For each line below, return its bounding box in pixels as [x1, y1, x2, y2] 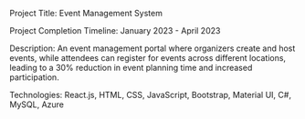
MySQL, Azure [9, 99, 65, 110]
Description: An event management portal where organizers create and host [9, 43, 296, 54]
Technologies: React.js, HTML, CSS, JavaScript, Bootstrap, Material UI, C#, [9, 90, 292, 100]
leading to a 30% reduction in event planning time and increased [9, 63, 253, 73]
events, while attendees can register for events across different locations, [9, 53, 286, 63]
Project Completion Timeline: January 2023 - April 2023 [9, 25, 221, 35]
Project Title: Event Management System [9, 8, 163, 18]
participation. [9, 72, 59, 83]
